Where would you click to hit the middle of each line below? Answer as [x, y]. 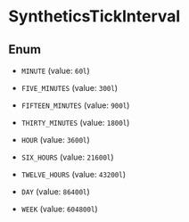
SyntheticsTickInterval [94, 16]
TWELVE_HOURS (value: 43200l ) [74, 174]
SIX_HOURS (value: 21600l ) [67, 157]
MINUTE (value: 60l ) [55, 70]
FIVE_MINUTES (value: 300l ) [69, 88]
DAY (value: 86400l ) [55, 192]
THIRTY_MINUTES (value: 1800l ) [75, 123]
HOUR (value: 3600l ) [55, 140]
